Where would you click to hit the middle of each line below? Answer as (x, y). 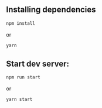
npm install (21, 23)
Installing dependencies (51, 10)
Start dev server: (38, 63)
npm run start (23, 77)
